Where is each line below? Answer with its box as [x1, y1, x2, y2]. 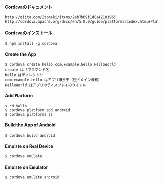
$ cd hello [5, 104, 27, 108]
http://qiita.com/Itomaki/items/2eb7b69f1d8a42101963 [5, 15, 116, 20]
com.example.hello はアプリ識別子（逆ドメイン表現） [5, 77, 102, 82]
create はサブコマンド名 [5, 67, 49, 72]
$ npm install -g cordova [5, 41, 57, 46]
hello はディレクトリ [5, 72, 44, 77]
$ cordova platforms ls [5, 112, 53, 117]
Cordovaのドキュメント [5, 4, 52, 10]
